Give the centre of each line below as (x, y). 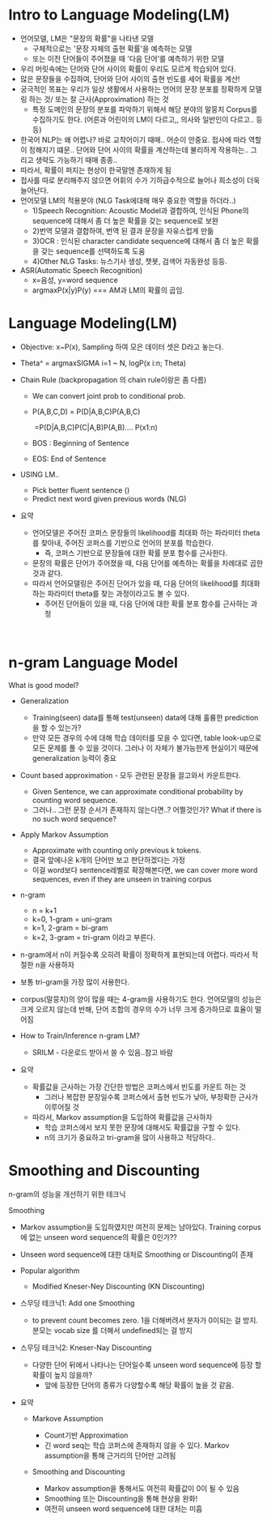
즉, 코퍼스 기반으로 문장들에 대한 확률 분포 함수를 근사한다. (136, 553)
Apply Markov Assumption (64, 834)
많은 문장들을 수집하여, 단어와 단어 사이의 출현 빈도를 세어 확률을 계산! (130, 79)
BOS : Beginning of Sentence (80, 442)
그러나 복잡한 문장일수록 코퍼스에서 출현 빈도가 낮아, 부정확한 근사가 (151, 1096)
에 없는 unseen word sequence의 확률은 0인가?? (99, 1237)
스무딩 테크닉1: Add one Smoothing (77, 1303)
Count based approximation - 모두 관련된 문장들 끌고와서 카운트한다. (130, 775)
